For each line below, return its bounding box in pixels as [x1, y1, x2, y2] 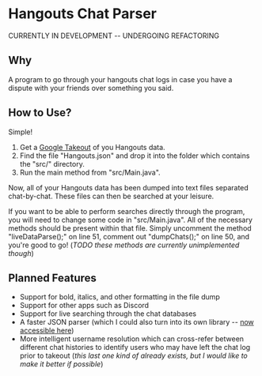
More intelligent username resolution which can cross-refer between [19, 334, 244, 344]
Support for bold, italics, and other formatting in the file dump [19, 292, 220, 302]
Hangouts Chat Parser [8, 5, 157, 23]
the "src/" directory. [19, 159, 85, 168]
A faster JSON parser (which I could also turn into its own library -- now [19, 318, 255, 327]
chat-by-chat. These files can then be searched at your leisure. [8, 191, 215, 201]
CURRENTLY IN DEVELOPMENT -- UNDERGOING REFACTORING [8, 31, 220, 40]
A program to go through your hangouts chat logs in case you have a [8, 74, 233, 84]
